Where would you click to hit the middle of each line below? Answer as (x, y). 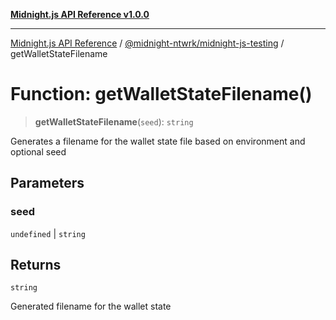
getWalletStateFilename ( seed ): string (114, 121)
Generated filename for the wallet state (91, 306)
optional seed (38, 151)
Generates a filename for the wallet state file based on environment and (158, 141)
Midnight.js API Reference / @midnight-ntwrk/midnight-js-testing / (147, 43)
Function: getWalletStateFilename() (161, 94)
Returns (36, 265)
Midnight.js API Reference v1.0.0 (80, 14)
